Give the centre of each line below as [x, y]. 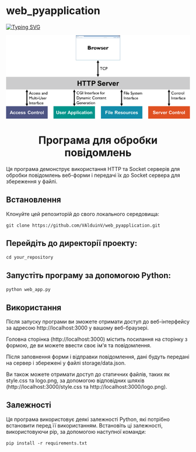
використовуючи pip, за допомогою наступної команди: [76, 432]
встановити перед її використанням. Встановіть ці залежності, [85, 425]
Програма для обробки [98, 140]
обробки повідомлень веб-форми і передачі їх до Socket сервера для [93, 175]
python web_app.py [28, 290]
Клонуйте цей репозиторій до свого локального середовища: [83, 214]
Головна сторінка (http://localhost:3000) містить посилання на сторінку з [97, 339]
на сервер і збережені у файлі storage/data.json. [66, 363]
